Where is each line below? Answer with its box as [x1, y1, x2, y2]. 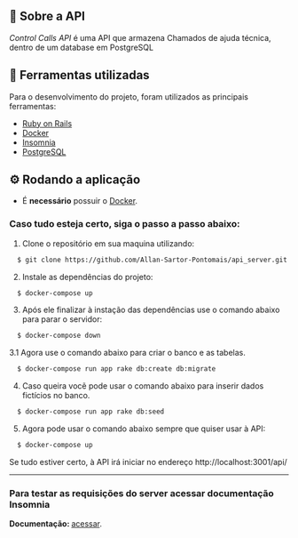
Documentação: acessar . [9, 518, 102, 529]
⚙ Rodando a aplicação [9, 173, 141, 188]
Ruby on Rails [21, 117, 73, 129]
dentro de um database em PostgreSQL [9, 42, 153, 52]
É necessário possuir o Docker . [21, 196, 138, 206]
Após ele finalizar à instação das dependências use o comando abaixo [21, 304, 280, 316]
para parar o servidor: [21, 314, 103, 325]
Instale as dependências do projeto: [21, 271, 153, 282]
